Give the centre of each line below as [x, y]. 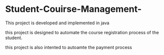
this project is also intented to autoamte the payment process [69, 47]
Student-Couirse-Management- [73, 9]
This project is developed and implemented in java [57, 23]
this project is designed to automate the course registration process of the [82, 32]
